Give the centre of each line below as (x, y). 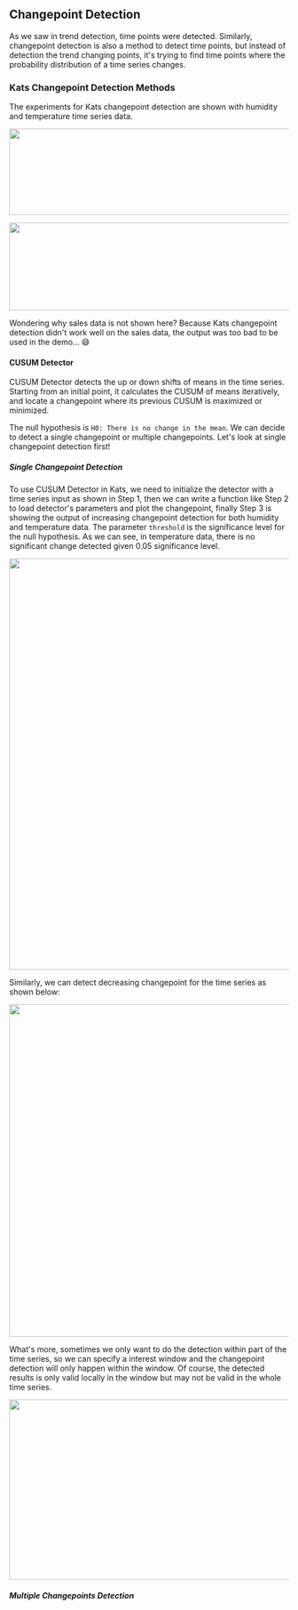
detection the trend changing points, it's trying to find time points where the (147, 55)
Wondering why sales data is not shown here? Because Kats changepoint (143, 323)
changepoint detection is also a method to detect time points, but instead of (148, 45)
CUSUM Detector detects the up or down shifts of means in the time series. (147, 382)
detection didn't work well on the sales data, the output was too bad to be (144, 333)
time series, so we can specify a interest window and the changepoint (137, 1359)
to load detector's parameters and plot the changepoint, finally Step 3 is (141, 508)
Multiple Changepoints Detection (72, 1595)
